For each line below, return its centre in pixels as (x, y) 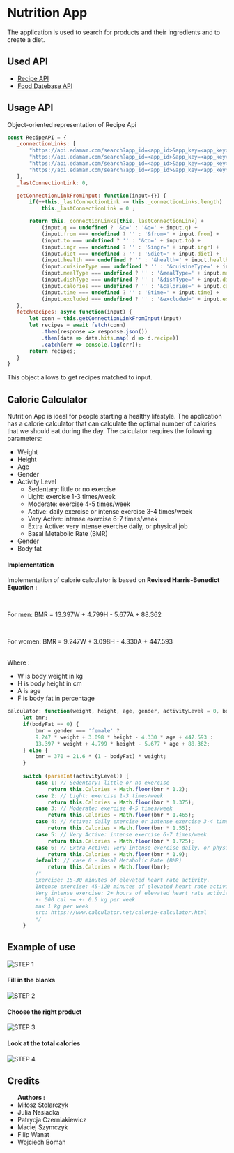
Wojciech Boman (41, 1142)
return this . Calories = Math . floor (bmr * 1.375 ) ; (121, 802)
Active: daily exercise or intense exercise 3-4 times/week (110, 512)
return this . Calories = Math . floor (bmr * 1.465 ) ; (121, 815)
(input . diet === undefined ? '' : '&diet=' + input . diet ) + (131, 254)
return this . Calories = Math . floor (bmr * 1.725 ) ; (121, 841)
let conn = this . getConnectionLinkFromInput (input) (106, 319)
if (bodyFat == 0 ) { (51, 725)
